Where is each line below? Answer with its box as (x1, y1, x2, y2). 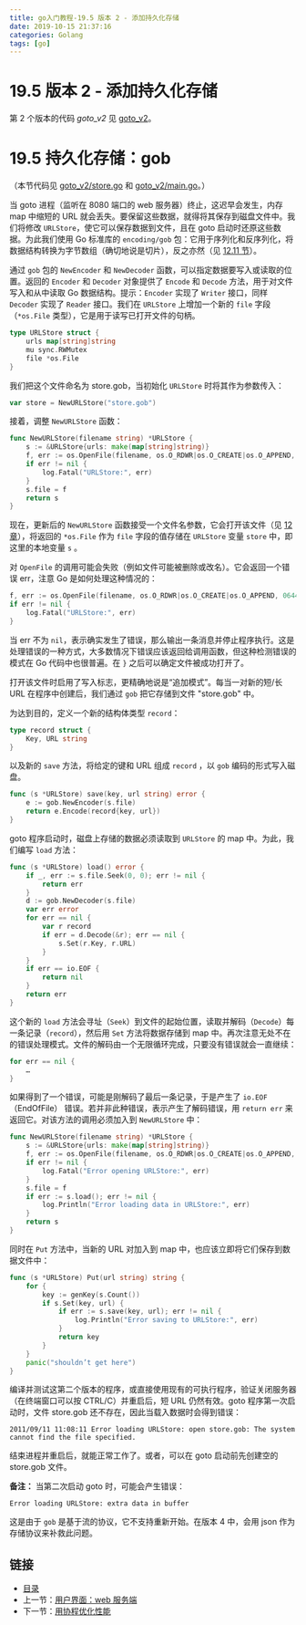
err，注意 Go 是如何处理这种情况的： (19, 573, 158, 584)
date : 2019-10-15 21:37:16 (9, 22, 112, 31)
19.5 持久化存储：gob (9, 148, 171, 169)
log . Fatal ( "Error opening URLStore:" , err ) (42, 1166, 209, 1175)
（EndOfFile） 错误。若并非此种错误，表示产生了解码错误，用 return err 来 (9, 1103, 293, 1114)
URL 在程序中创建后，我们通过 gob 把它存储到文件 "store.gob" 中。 (9, 688, 260, 699)
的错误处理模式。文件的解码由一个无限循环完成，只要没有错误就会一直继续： (9, 1038, 297, 1049)
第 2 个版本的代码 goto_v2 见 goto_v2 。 (9, 113, 157, 124)
